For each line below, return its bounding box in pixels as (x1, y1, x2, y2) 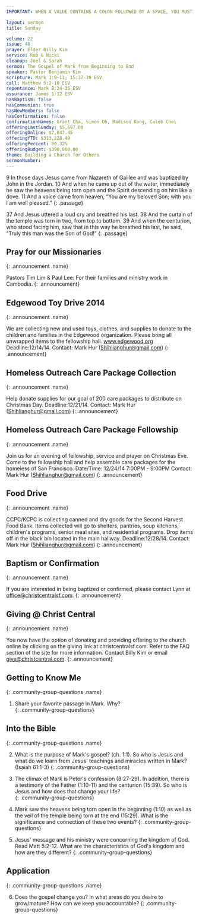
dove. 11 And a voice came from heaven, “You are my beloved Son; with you (6, 193, 192, 200)
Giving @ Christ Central (6, 609, 96, 619)
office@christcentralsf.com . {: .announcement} (6, 592, 121, 599)
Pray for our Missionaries (6, 246, 102, 257)
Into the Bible (6, 724, 56, 734)
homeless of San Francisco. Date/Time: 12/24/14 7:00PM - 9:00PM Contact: (6, 465, 192, 472)
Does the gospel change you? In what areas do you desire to (14, 893, 163, 901)
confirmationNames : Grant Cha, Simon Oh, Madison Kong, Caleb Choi (6, 118, 177, 125)
